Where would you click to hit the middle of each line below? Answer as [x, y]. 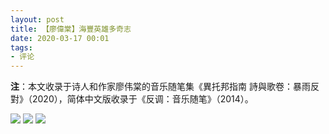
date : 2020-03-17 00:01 [60, 38]
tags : [21, 47]
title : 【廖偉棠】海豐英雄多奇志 [71, 29]
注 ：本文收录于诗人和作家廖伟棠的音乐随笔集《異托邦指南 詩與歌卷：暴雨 [160, 87]
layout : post [37, 19]
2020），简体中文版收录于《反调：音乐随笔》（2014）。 [142, 99]
